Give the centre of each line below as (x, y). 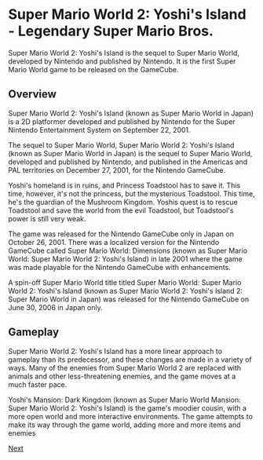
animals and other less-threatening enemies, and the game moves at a (122, 376)
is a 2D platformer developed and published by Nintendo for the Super (122, 121)
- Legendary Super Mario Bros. (111, 31)
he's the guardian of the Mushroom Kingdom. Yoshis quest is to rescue (123, 202)
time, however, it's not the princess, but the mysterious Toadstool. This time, (131, 193)
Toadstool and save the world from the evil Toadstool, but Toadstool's (121, 210)
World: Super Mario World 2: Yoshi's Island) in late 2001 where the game (125, 259)
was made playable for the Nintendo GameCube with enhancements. (120, 267)
